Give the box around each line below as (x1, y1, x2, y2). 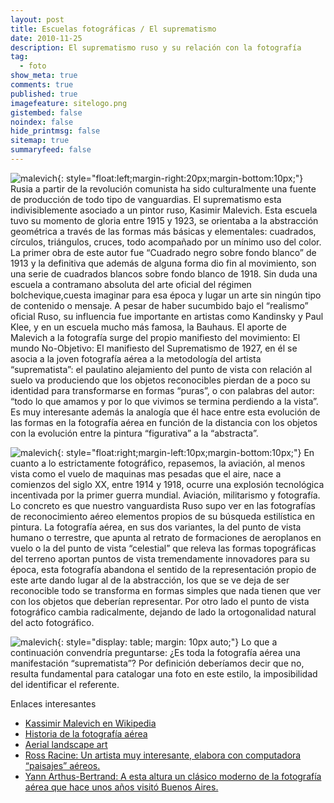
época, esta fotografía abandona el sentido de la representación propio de (10, 563, 317, 575)
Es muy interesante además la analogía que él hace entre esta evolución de (10, 406, 321, 418)
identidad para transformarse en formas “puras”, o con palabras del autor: (10, 384, 315, 396)
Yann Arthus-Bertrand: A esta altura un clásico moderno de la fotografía (24, 770, 322, 782)
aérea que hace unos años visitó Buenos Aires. (24, 781, 219, 793)
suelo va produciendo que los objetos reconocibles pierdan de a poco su (10, 374, 311, 386)
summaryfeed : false (10, 145, 92, 155)
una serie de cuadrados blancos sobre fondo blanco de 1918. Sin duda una (10, 267, 318, 280)
